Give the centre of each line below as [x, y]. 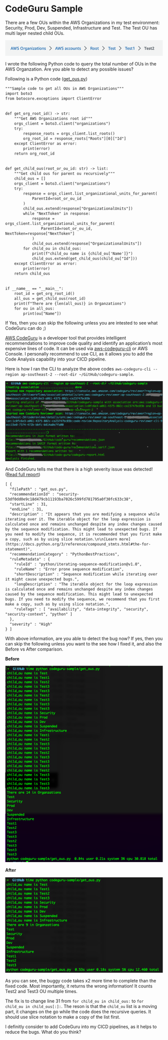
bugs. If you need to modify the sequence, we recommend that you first [82, 599]
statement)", [19, 549]
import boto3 [19, 93]
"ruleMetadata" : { [30, 559]
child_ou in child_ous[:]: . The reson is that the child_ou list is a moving [81, 1006]
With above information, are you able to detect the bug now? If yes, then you [84, 638]
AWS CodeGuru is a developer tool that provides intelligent [66, 337]
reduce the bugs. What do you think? [43, 1032]
